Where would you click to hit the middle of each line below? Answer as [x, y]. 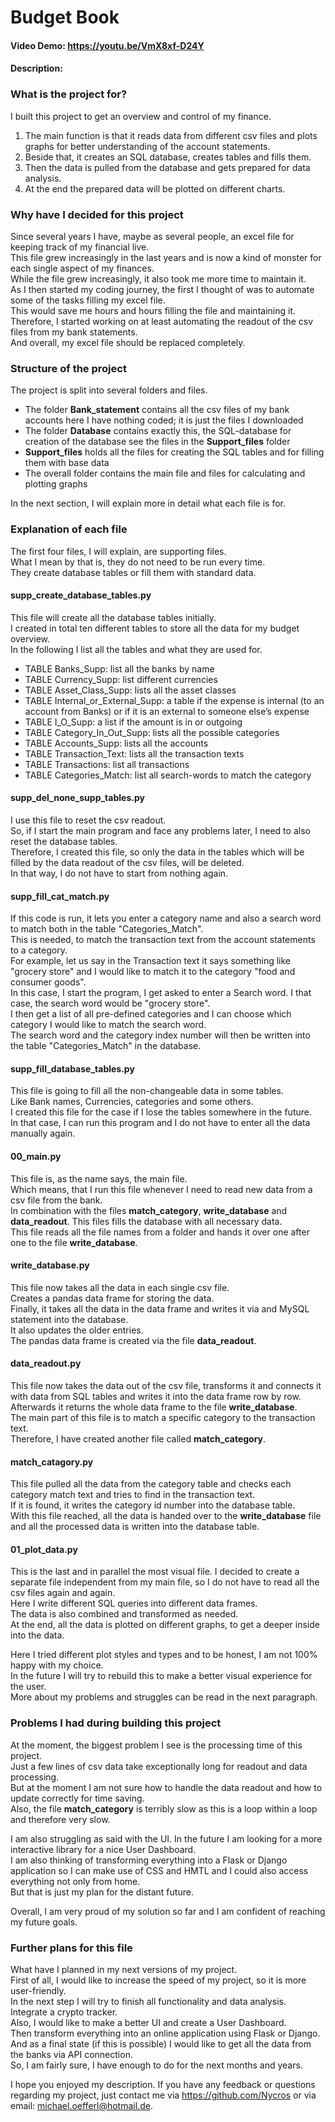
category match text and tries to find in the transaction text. [133, 1495]
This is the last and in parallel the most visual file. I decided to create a [155, 1572]
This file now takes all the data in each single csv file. [120, 1287]
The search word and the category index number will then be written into [160, 1035]
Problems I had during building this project [116, 1723]
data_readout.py [46, 1363]
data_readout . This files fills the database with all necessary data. [146, 1221]
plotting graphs [56, 484]
